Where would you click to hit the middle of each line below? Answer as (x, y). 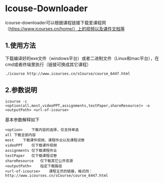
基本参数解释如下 (22, 120)
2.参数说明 (21, 90)
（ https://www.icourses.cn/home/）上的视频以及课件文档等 (65, 29)
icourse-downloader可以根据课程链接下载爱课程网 (56, 22)
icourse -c (16, 102)
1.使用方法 (21, 46)
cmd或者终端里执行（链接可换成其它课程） (48, 64)
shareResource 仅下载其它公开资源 (39, 161)
